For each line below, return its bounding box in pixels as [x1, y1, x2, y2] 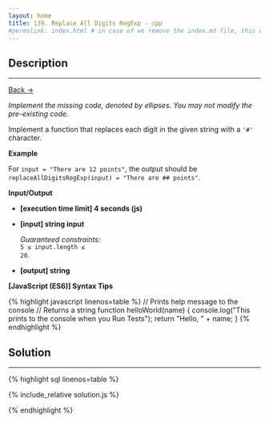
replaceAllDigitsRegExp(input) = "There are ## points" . [8, 173, 201, 183]
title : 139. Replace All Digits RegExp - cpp [8, 19, 163, 27]
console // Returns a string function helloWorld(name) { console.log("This [8, 305, 251, 315]
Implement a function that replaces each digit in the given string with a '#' [8, 125, 254, 135]
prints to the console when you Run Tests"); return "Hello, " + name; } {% [8, 314, 251, 324]
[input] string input [19, 220, 85, 229]
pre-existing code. [8, 109, 70, 119]
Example [8, 149, 38, 159]
